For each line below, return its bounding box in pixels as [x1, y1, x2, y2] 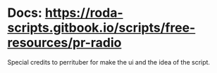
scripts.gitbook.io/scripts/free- [7, 20, 196, 36]
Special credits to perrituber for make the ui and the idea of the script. [7, 58, 210, 66]
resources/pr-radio [7, 35, 122, 51]
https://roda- [44, 5, 123, 21]
